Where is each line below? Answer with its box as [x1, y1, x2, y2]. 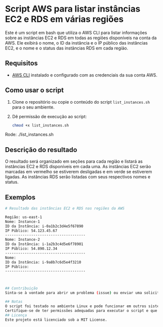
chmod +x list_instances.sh [12, 123, 69, 128]
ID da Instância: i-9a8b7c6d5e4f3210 [5, 260, 81, 265]
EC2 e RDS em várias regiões [5, 14, 124, 25]
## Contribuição [5, 286, 38, 291]
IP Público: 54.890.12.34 [5, 246, 57, 251]
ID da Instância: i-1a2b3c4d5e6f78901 [5, 242, 83, 247]
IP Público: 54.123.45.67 [5, 228, 57, 233]
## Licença [5, 312, 27, 318]
